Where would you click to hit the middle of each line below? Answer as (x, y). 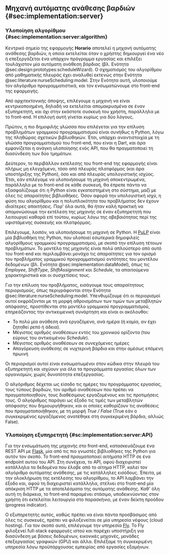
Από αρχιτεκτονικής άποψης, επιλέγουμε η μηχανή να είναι (68, 101)
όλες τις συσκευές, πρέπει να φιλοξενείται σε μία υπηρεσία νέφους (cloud (84, 520)
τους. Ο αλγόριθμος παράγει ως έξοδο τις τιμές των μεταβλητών (74, 400)
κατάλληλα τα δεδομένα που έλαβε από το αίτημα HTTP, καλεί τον (76, 467)
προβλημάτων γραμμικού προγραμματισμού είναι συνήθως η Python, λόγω (84, 132)
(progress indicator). (26, 504)
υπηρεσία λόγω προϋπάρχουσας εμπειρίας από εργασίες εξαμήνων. (77, 547)
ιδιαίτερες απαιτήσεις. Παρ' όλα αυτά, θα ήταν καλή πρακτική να (74, 206)
